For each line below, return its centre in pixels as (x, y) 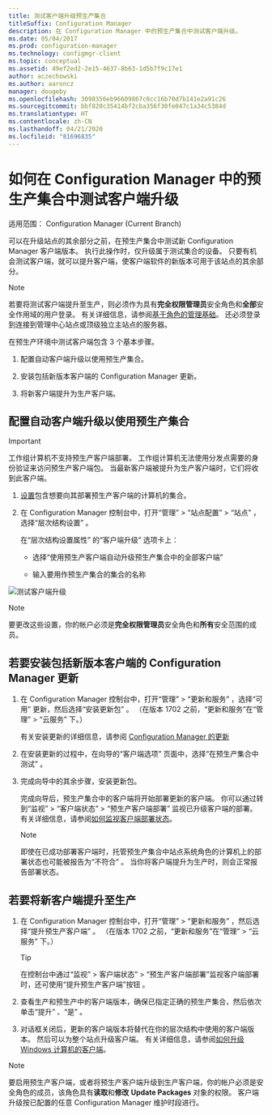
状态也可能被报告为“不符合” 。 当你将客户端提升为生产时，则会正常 (139, 862)
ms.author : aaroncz (41, 84)
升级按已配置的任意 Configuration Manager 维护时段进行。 (106, 1102)
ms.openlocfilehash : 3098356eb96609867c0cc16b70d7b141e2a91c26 (117, 99)
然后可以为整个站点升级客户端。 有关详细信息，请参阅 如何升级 (140, 1039)
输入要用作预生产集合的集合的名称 (89, 575)
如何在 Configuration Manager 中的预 (135, 179)
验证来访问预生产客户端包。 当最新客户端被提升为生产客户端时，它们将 (133, 468)
